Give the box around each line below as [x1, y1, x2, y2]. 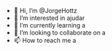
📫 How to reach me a [13, 37, 77, 44]
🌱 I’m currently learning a [13, 21, 86, 29]
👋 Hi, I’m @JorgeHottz [13, 7, 77, 14]
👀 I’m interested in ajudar [13, 14, 85, 22]
